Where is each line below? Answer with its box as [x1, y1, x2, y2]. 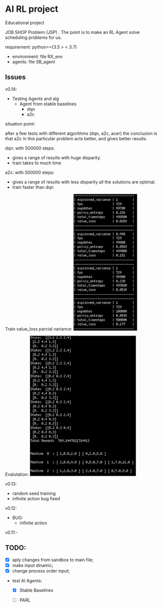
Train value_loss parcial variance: [5, 326, 73, 332]
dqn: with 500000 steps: [5, 145, 55, 151]
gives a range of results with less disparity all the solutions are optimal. [12, 179, 156, 185]
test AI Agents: [12, 577, 43, 583]
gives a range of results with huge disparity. [12, 154, 102, 160]
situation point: [5, 121, 35, 126]
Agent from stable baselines [19, 101, 77, 107]
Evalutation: [5, 471, 29, 477]
